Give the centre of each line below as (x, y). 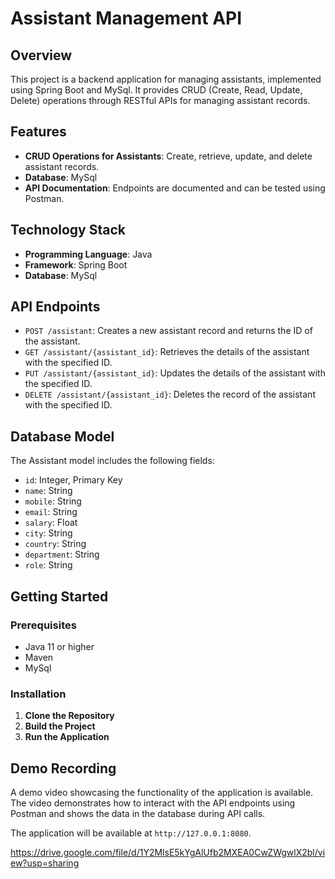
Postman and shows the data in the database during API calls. (138, 814)
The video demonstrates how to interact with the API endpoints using (153, 803)
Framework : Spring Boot (76, 264)
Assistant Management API (126, 18)
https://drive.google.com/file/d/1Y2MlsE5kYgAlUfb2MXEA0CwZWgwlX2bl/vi (168, 853)
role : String (48, 565)
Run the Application (67, 737)
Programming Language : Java (88, 254)
